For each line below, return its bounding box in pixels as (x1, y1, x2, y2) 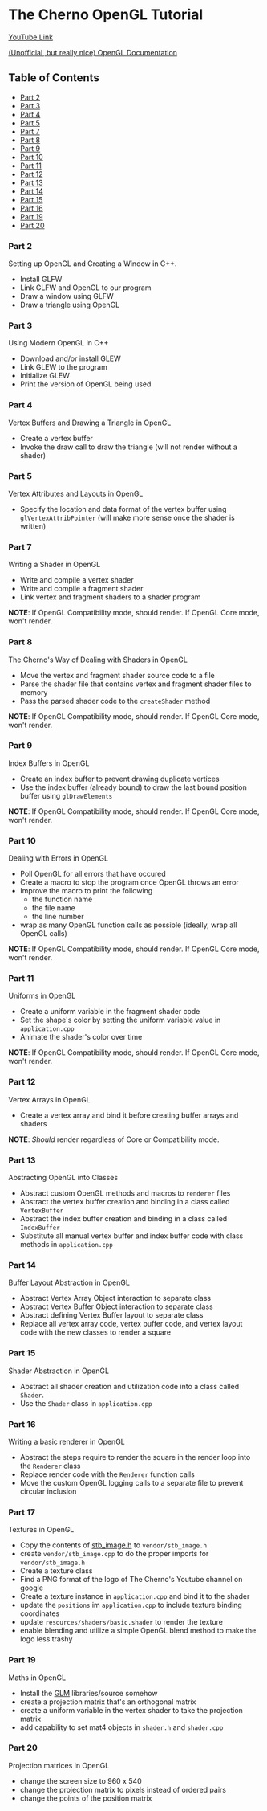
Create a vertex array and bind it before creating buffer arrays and (19, 1110, 239, 1120)
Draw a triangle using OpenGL (19, 300, 120, 310)
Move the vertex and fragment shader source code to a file (19, 670, 215, 680)
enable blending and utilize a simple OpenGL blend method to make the (19, 1625, 257, 1636)
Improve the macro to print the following (19, 886, 153, 896)
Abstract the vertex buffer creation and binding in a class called (19, 1197, 230, 1207)
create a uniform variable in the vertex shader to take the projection (19, 1705, 243, 1715)
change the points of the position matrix (19, 1793, 152, 1803)
